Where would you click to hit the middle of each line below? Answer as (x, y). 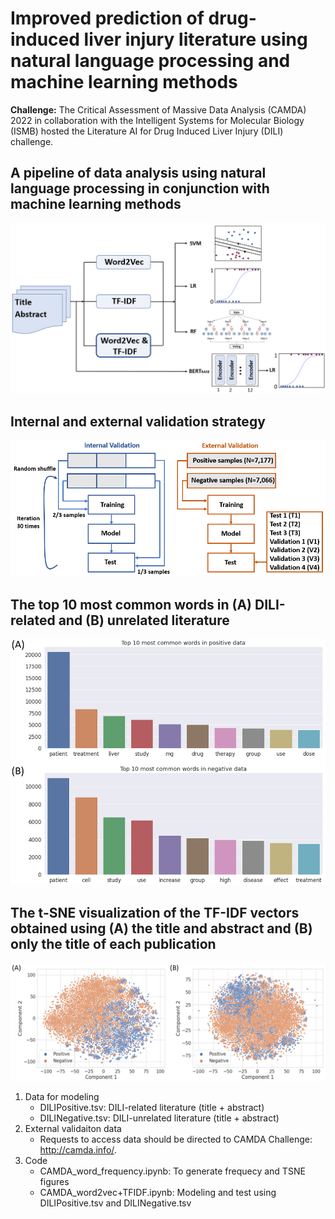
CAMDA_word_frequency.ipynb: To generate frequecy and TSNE (172, 1171)
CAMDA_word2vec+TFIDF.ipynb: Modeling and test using (158, 1192)
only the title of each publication (113, 944)
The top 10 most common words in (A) (131, 604)
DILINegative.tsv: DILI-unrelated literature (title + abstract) (159, 1118)
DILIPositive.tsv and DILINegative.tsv (115, 1203)
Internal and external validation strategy (138, 421)
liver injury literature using (195, 39)
